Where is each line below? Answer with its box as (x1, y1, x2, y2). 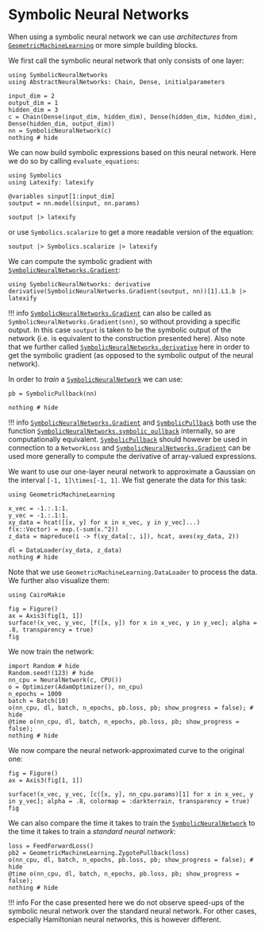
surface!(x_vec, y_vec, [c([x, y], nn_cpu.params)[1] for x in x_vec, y (8, 790, 254, 798)
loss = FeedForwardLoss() (8, 841, 94, 850)
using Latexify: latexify (8, 178, 94, 186)
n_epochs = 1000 (8, 689, 62, 697)
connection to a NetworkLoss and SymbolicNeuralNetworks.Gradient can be (8, 443, 252, 452)
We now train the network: (8, 647, 95, 656)
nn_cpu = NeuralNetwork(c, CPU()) (8, 676, 123, 684)
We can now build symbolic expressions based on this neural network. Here (8, 147, 256, 157)
